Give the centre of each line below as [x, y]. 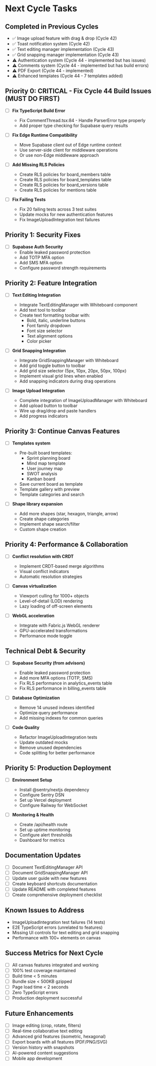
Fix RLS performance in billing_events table [63, 688]
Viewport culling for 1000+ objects [54, 596]
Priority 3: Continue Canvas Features [63, 431]
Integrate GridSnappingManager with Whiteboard [69, 360]
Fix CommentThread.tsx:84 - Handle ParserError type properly [82, 120]
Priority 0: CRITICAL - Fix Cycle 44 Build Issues [78, 91]
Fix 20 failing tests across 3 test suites [58, 209]
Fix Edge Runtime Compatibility [45, 135]
